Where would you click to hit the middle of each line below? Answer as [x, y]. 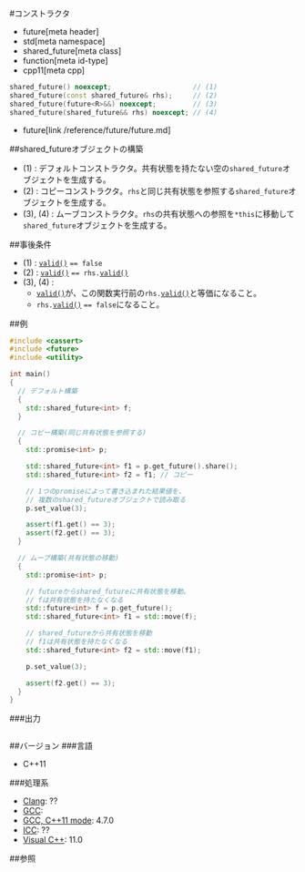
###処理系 [29, 783]
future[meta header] [61, 31]
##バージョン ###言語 [51, 746]
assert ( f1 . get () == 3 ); [71, 525]
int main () [30, 374]
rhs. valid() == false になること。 [100, 304]
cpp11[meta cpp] [53, 70]
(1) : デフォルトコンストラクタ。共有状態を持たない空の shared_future [152, 168]
